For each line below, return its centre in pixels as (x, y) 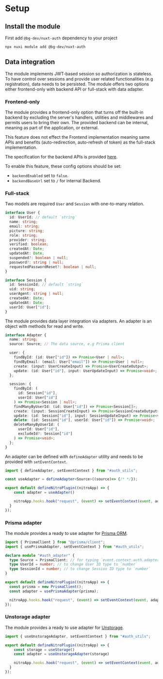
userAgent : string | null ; (37, 294)
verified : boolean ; (29, 244)
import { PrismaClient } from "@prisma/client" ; (55, 542)
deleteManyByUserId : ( (37, 425)
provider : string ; (28, 240)
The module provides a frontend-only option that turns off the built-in (74, 112)
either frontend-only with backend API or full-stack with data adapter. (74, 89)
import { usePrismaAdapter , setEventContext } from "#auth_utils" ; (75, 547)
